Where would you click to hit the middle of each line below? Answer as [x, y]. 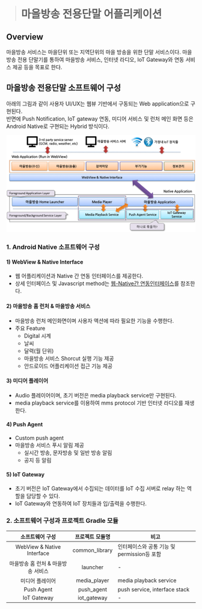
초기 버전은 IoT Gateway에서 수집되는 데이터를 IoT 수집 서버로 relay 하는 [100, 488]
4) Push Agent [25, 424]
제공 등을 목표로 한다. [37, 67]
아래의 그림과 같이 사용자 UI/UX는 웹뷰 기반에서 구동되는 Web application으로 [98, 103]
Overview [25, 36]
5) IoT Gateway [26, 474]
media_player [93, 581]
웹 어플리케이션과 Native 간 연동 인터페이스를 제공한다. [79, 276]
